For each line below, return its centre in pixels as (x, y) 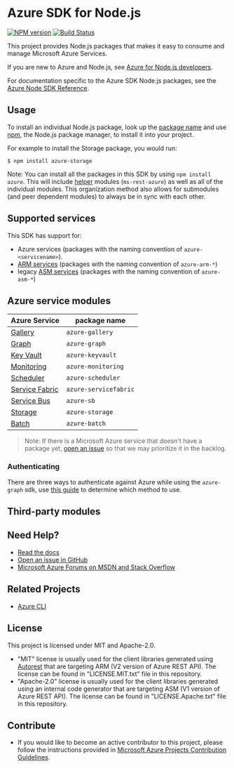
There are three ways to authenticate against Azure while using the (104, 482)
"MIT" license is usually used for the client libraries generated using (115, 658)
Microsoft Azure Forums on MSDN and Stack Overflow (96, 567)
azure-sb (81, 401)
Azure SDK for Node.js (74, 13)
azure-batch (86, 424)
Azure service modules (59, 301)
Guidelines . (34, 757)
